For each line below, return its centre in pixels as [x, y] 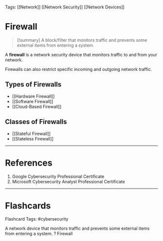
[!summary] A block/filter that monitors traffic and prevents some [82, 40]
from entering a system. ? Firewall [39, 234]
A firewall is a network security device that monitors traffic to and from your [81, 54]
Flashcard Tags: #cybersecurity [37, 219]
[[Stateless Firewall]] [33, 138]
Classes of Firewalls [36, 122]
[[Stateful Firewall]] [31, 134]
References [29, 163]
